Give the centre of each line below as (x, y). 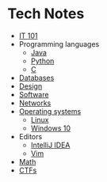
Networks (35, 103)
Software (34, 94)
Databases (36, 78)
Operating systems (50, 111)
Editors (31, 136)
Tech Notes (46, 14)
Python (42, 61)
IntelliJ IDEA (50, 145)
